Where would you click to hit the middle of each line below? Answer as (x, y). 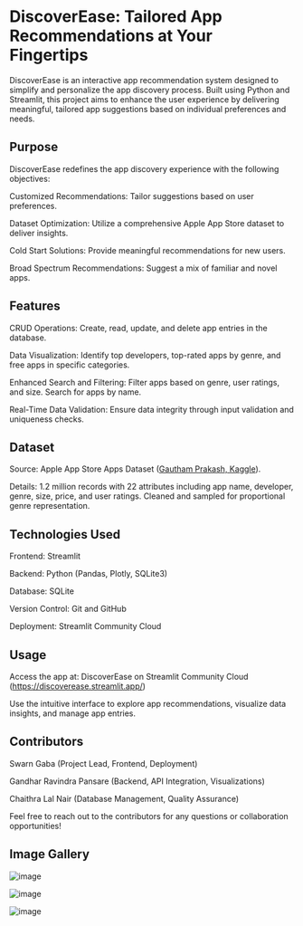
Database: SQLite (42, 591)
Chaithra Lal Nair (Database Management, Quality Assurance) (124, 798)
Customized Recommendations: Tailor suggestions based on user (132, 196)
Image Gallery (50, 854)
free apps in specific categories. (70, 365)
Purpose (34, 147)
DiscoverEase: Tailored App (116, 17)
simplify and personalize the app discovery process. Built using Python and (150, 90)
